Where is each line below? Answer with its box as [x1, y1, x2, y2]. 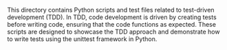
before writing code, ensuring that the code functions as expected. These [7, 21, 217, 28]
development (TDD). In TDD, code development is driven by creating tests [7, 13, 217, 21]
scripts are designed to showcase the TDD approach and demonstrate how [7, 27, 220, 36]
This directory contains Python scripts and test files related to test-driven [7, 6, 215, 14]
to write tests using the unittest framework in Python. [7, 35, 158, 43]
